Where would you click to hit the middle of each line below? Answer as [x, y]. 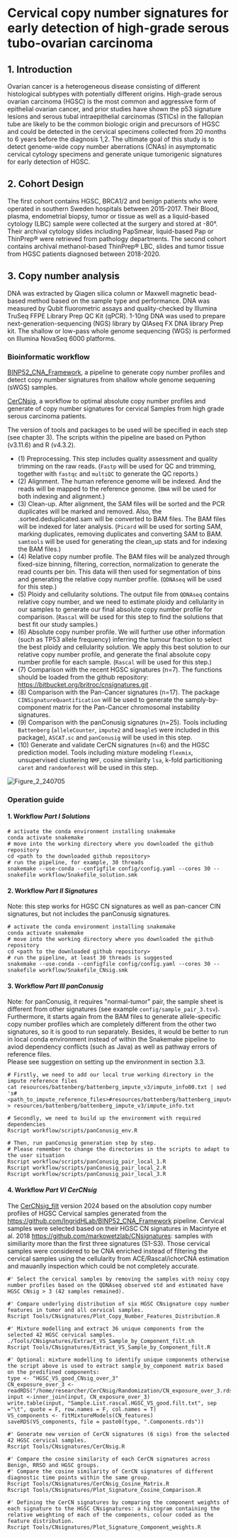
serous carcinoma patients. [47, 416]
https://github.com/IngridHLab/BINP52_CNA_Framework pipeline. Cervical [116, 1220]
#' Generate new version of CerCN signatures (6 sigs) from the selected [119, 1434]
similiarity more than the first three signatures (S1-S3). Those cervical [109, 1243]
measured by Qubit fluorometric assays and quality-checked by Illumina [112, 308]
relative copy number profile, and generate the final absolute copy [114, 654]
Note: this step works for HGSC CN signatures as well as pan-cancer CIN [114, 906]
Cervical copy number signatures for [118, 13]
